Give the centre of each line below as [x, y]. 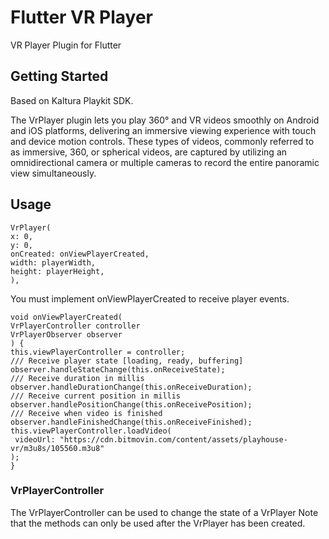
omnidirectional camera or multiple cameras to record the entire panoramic [165, 162]
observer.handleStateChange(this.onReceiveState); [118, 369]
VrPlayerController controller [75, 326]
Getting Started [59, 76]
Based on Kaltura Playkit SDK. [72, 100]
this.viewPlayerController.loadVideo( [91, 431]
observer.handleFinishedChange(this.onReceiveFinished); [131, 422]
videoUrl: [35, 439]
